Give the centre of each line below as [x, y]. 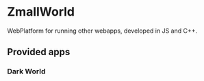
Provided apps [39, 52]
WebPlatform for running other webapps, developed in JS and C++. [102, 31]
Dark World [26, 71]
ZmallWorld [41, 12]
